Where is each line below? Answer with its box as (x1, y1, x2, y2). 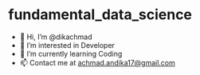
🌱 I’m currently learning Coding (19, 49, 123, 58)
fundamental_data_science (8, 6, 193, 24)
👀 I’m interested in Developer (19, 40, 116, 49)
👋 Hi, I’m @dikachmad (19, 32, 93, 41)
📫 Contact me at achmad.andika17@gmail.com (19, 57, 175, 67)
